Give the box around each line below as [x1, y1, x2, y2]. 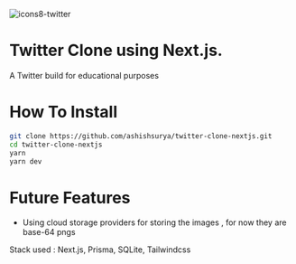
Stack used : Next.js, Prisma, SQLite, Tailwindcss [9, 244, 191, 255]
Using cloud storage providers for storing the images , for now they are [22, 217, 287, 228]
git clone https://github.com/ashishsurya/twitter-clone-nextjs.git [9, 131, 273, 140]
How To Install [9, 102, 118, 122]
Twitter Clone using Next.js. [9, 41, 223, 61]
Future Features [9, 187, 131, 208]
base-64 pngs [22, 227, 76, 238]
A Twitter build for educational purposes [9, 70, 160, 80]
